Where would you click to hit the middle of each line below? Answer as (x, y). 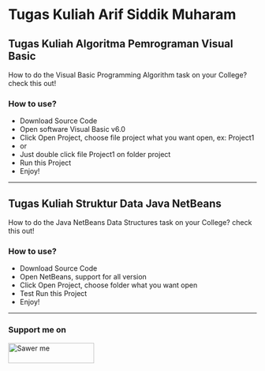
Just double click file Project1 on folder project (95, 155)
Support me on (37, 330)
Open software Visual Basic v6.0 (73, 129)
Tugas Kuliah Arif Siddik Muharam (122, 15)
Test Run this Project (53, 294)
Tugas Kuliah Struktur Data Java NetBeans (115, 203)
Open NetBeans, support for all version (83, 277)
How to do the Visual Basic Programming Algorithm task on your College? (127, 75)
